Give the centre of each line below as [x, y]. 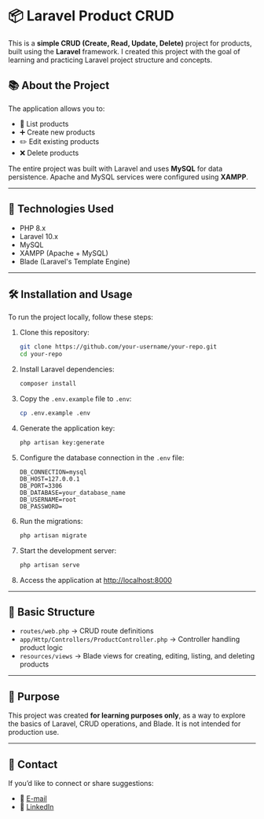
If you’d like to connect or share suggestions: [81, 783]
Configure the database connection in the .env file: [102, 457]
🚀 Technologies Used [61, 209]
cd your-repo [41, 354]
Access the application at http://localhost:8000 [96, 580]
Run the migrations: [51, 521]
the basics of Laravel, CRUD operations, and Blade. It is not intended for [125, 724]
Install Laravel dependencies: [67, 369]
